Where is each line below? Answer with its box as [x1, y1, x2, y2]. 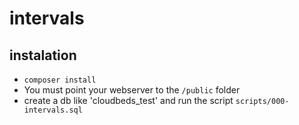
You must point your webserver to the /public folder [23, 84, 241, 96]
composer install [23, 75, 97, 85]
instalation [9, 47, 77, 64]
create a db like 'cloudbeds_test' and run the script [23, 95, 234, 106]
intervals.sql [23, 105, 83, 115]
